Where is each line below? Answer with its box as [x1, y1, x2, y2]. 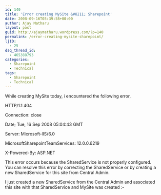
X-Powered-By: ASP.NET [5, 150, 56, 156]
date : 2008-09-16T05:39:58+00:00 [5, 16, 73, 21]
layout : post [5, 25, 32, 30]
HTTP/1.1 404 [5, 102, 32, 108]
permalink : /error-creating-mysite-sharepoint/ [5, 35, 104, 39]
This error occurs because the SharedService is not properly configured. [5, 159, 152, 165]
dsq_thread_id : [5, 48, 36, 53]
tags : [5, 71, 16, 76]
